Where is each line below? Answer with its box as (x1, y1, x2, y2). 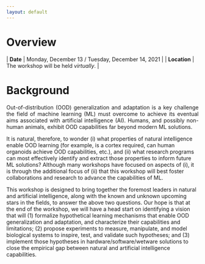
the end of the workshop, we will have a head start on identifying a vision (6, 205, 190, 213)
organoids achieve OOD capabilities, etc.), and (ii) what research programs (6, 148, 194, 155)
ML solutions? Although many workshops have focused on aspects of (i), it (6, 161, 194, 168)
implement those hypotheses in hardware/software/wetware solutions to (6, 238, 189, 245)
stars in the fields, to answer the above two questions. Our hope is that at (6, 199, 190, 206)
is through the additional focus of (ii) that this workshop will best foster (6, 167, 184, 175)
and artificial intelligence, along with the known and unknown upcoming (6, 192, 187, 199)
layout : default (6, 9, 48, 15)
